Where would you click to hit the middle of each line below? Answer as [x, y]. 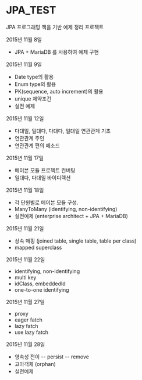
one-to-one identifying [42, 289]
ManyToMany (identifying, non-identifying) [66, 209]
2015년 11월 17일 [25, 158]
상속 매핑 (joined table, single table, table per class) [75, 241]
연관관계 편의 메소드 [37, 145]
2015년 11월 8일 [24, 39]
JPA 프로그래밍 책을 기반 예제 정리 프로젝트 [55, 27]
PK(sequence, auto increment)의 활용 [59, 91]
